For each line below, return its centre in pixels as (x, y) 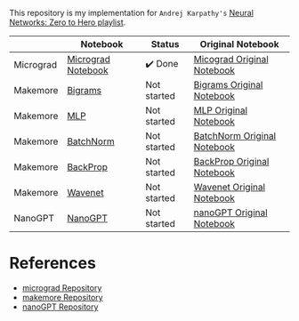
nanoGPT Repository (60, 307)
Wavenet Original (229, 187)
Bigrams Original (228, 85)
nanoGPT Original (231, 213)
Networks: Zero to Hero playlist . (68, 22)
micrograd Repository (62, 287)
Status (165, 44)
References (53, 264)
